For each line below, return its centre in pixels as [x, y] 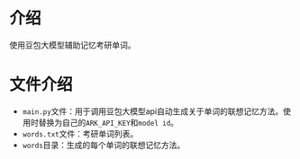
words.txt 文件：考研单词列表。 [80, 133]
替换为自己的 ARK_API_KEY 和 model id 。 [108, 122]
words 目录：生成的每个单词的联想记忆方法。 [104, 145]
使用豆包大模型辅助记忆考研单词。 [73, 45]
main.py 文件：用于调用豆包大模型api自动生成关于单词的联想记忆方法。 [153, 111]
